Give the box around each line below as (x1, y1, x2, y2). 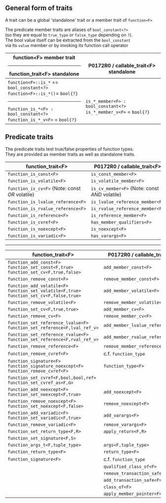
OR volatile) (7, 191, 35, 198)
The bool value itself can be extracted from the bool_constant (5, 37, 131, 43)
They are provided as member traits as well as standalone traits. (5, 151, 136, 157)
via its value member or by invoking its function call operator (5, 42, 128, 48)
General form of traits (5, 4, 73, 12)
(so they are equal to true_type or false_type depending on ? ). (5, 32, 133, 38)
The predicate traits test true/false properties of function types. (5, 146, 134, 152)
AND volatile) (90, 191, 122, 198)
